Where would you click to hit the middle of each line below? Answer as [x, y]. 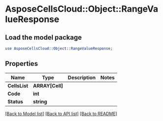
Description [82, 78]
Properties [22, 64]
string [40, 101]
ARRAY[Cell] [48, 85]
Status [15, 101]
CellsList [18, 85]
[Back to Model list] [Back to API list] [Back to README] [61, 114]
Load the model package [44, 37]
